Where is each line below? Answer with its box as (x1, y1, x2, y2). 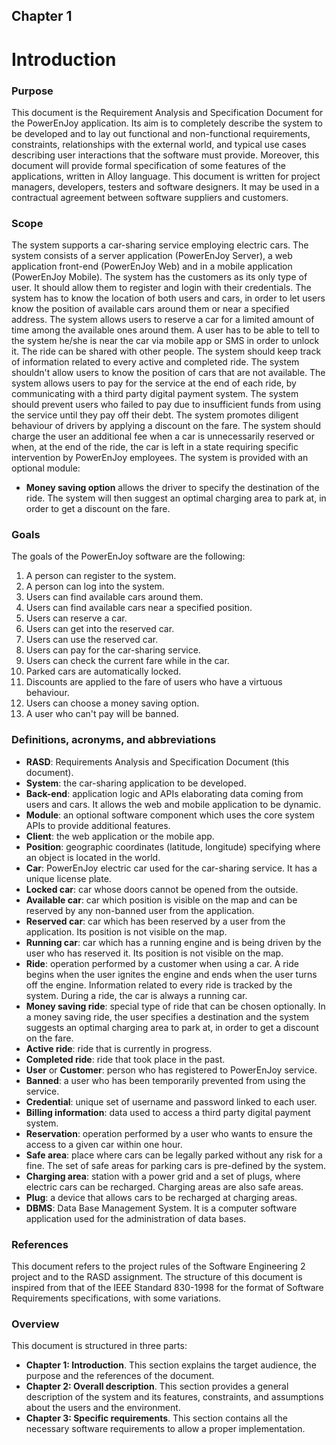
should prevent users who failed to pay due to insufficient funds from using (11, 399, 321, 411)
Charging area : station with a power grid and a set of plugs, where (25, 1170, 301, 1182)
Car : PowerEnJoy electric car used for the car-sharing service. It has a (25, 862, 318, 874)
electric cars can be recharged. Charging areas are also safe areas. (25, 1180, 304, 1193)
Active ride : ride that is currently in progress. (25, 1042, 213, 1054)
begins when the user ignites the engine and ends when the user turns (25, 968, 318, 980)
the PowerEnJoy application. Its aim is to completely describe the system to (11, 117, 323, 129)
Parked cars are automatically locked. (25, 665, 182, 678)
